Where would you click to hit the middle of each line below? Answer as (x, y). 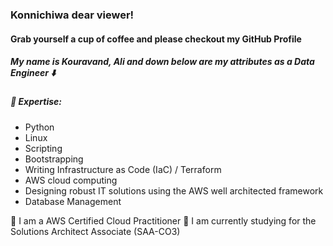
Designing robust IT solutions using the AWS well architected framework (174, 190)
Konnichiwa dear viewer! (72, 15)
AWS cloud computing (71, 180)
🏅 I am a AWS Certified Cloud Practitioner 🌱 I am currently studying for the (163, 220)
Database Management (73, 201)
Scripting (43, 148)
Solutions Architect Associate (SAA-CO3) (95, 231)
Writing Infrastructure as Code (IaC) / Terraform (123, 169)
